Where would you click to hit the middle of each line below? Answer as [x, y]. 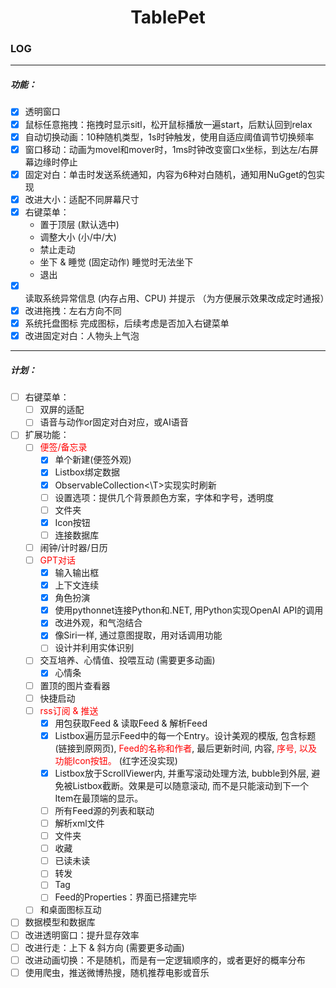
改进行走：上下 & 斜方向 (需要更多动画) [104, 947]
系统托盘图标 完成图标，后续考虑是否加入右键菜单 [127, 323]
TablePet [168, 17]
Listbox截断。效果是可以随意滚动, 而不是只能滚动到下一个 [190, 785]
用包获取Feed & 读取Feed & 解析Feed [131, 723]
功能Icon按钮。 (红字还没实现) [116, 760]
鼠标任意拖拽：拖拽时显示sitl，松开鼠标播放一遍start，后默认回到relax [168, 124]
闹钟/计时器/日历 [73, 547]
